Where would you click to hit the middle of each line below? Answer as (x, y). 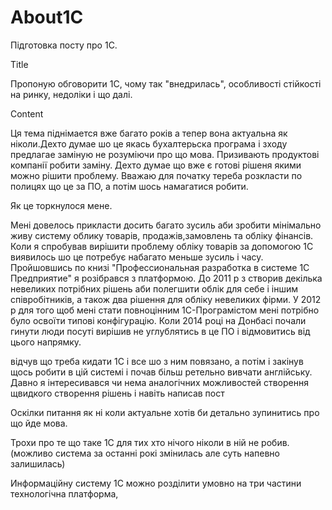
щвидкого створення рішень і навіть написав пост (117, 393)
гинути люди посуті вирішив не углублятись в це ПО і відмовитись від (160, 331)
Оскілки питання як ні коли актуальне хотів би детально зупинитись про (165, 412)
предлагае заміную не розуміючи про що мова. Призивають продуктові (165, 154)
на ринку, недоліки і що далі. (71, 94)
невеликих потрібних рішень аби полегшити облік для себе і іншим (154, 288)
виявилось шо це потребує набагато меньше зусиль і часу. (137, 257)
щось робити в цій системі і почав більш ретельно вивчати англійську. (161, 372)
